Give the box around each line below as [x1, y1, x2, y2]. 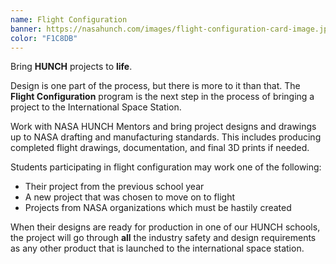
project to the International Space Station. [10, 101, 182, 113]
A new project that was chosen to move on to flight [24, 191, 235, 203]
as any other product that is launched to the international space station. [10, 242, 305, 255]
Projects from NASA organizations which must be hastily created [24, 202, 292, 214]
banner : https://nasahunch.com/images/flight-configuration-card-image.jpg [10, 24, 333, 34]
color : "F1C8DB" [10, 33, 78, 43]
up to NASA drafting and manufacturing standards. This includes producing [10, 131, 322, 143]
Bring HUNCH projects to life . [10, 61, 133, 73]
